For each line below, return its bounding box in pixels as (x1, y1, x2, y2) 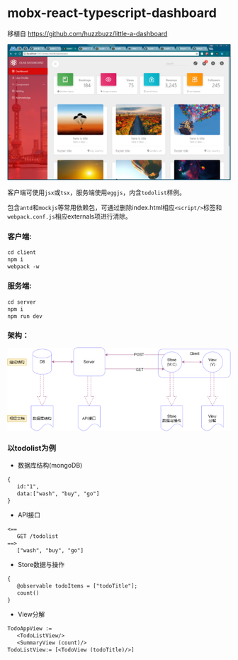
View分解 (17, 610, 45, 618)
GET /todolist (16, 532, 59, 540)
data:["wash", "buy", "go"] (16, 490, 100, 497)
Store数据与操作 (17, 560, 65, 568)
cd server (7, 298, 37, 306)
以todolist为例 (7, 444, 57, 453)
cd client (7, 249, 37, 256)
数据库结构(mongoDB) (17, 461, 83, 469)
